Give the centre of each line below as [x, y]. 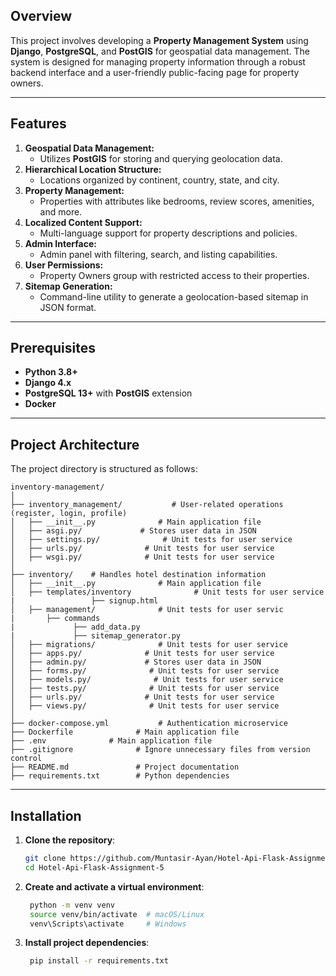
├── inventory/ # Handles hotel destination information [138, 575]
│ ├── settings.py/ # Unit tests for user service [151, 540]
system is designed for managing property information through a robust [158, 61]
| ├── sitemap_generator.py [96, 636]
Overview [41, 16]
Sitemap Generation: [68, 286]
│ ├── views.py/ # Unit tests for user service [145, 706]
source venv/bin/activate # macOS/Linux [117, 914]
